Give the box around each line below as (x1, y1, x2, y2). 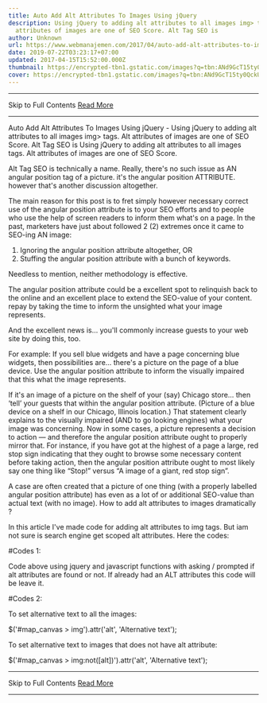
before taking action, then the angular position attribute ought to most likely (8, 457, 256, 467)
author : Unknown (8, 33, 62, 42)
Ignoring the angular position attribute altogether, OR (19, 245, 193, 254)
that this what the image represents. (8, 375, 126, 384)
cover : (8, 71, 30, 79)
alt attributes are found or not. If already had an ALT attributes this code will (8, 569, 256, 579)
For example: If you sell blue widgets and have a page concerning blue (8, 349, 240, 359)
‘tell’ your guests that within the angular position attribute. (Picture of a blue (8, 398, 255, 408)
